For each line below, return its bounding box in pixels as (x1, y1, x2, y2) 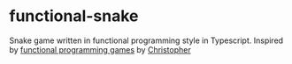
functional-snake (9, 6, 139, 26)
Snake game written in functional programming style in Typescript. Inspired (9, 35, 284, 46)
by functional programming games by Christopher (9, 44, 192, 54)
